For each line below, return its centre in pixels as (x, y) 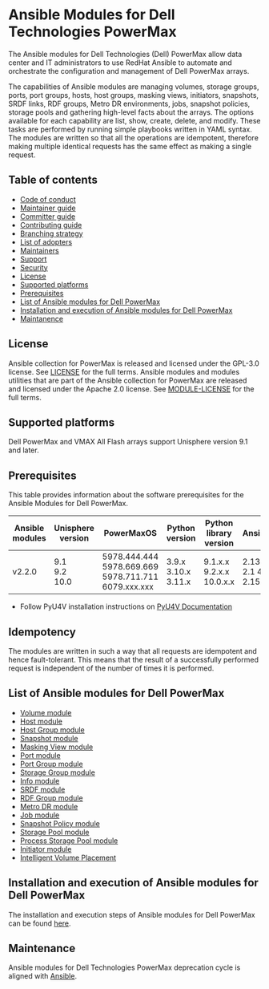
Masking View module (56, 747)
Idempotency (42, 632)
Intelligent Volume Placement (68, 857)
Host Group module (52, 730)
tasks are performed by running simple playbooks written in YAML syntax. (130, 129)
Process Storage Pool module (69, 841)
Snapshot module (49, 738)
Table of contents (53, 180)
